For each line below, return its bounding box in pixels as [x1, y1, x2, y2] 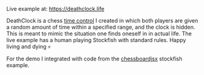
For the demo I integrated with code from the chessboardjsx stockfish [6, 55, 183, 62]
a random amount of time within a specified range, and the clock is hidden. [6, 24, 195, 30]
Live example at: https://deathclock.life [6, 5, 105, 12]
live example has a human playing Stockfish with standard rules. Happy [6, 37, 186, 43]
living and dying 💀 [6, 43, 51, 50]
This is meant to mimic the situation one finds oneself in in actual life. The [6, 30, 192, 37]
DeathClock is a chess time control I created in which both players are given [6, 17, 198, 24]
